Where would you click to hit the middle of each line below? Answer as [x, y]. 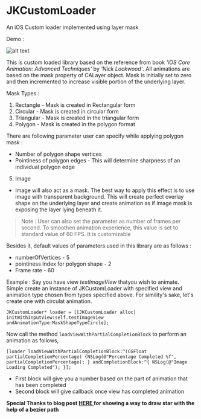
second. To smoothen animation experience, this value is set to [99, 228]
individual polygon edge [45, 167]
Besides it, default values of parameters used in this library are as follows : [99, 246]
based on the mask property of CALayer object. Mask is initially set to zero [99, 75]
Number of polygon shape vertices [58, 154]
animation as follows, [33, 340]
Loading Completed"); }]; [39, 367]
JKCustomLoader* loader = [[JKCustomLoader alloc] [71, 312]
